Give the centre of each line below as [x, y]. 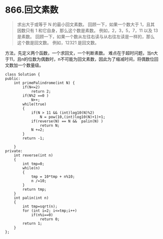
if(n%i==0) [42, 215]
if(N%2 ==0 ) [36, 95]
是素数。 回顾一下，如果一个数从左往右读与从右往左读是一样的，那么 [86, 37]
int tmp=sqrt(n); [40, 206]
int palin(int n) [31, 198]
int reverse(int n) [34, 155]
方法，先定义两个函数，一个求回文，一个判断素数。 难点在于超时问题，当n [80, 53]
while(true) [35, 104]
